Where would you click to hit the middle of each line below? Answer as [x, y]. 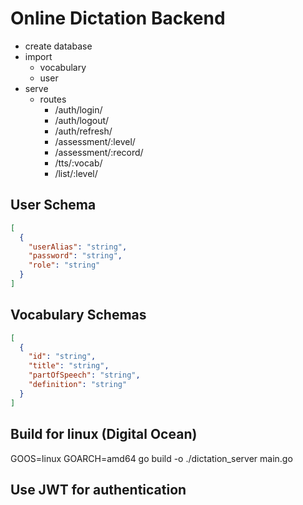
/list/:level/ [76, 173]
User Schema [53, 205]
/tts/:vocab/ [78, 163]
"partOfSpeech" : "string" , [84, 375]
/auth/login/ [78, 109]
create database [58, 46]
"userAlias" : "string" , [78, 247]
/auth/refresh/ [83, 131]
